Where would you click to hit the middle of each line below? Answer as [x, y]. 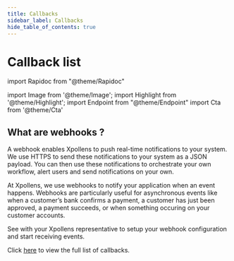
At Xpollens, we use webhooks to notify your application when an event [111, 186]
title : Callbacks [33, 14]
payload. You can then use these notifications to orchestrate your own [109, 164]
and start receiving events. [46, 236]
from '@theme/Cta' [35, 110]
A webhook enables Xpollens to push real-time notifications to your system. [117, 150]
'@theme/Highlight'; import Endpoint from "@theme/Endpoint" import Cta [114, 102]
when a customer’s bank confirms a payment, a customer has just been [111, 200]
